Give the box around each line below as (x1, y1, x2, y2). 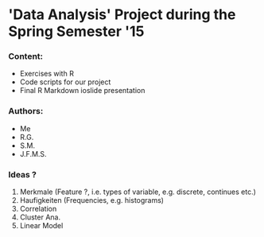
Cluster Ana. (19, 212, 61, 222)
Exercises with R (19, 69, 74, 79)
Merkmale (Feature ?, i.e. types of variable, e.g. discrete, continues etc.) (19, 187, 257, 196)
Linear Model (19, 221, 64, 231)
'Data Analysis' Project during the (8, 6, 236, 24)
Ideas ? (8, 169, 37, 180)
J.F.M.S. (19, 149, 47, 158)
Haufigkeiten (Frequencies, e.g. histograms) (19, 196, 165, 205)
